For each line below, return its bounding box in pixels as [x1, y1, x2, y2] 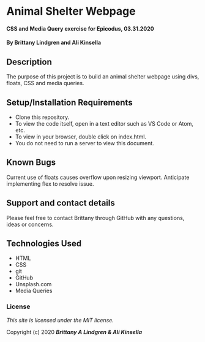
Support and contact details [6, 198, 115, 208]
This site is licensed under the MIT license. [6, 316, 114, 324]
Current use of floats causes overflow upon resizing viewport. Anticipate [6, 173, 190, 181]
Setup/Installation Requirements [6, 97, 133, 108]
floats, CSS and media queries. [6, 80, 84, 87]
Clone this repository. [15, 113, 70, 121]
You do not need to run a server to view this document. [15, 140, 154, 146]
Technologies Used [6, 238, 81, 249]
